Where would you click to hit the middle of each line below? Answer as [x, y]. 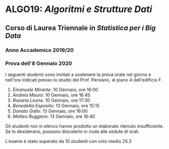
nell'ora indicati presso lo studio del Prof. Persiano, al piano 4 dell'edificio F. [84, 80]
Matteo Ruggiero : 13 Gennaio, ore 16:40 [54, 116]
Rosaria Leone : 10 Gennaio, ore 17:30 [51, 100]
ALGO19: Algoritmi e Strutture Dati [79, 9]
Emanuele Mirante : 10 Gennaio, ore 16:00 [55, 90]
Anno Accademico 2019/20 [40, 50]
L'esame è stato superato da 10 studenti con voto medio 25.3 [69, 141]
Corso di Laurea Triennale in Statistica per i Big [80, 28]
